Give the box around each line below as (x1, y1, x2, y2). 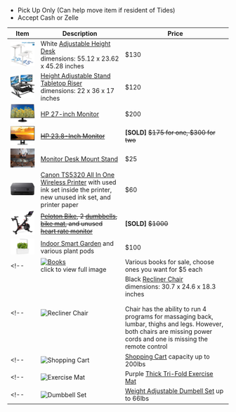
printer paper (40, 201, 79, 209)
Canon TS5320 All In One (40, 170, 114, 179)
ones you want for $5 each (125, 266, 203, 274)
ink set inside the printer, (40, 186, 112, 194)
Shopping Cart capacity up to (125, 352, 210, 361)
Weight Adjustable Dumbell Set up (125, 387, 223, 395)
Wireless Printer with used (40, 178, 117, 187)
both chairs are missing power (125, 327, 213, 336)
